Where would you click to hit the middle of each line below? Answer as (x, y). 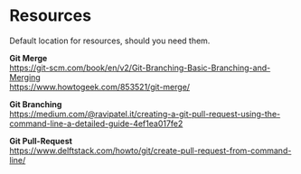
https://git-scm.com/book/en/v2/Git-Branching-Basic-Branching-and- (140, 68)
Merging (25, 77)
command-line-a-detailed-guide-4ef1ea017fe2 (96, 124)
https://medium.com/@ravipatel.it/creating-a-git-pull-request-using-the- (145, 114)
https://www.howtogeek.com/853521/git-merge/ (100, 87)
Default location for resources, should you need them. (110, 41)
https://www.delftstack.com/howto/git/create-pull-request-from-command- (150, 151)
